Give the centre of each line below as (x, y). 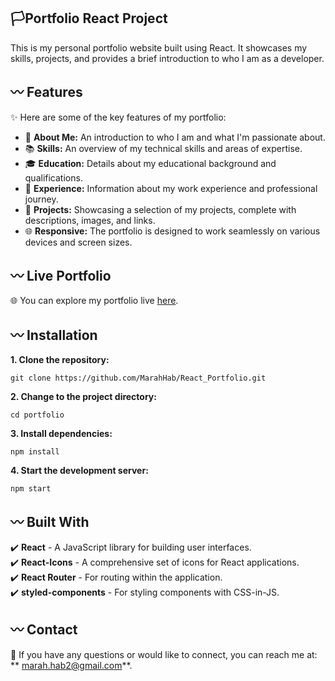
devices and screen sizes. (78, 242)
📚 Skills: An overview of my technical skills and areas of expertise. (163, 148)
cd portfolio (37, 415)
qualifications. (53, 177)
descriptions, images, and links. (90, 220)
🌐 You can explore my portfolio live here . (94, 301)
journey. (41, 199)
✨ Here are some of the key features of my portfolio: (118, 117)
